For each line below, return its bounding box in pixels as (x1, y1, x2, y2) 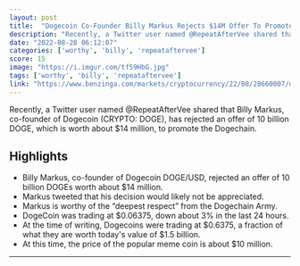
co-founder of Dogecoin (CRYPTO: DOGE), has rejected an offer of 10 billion (9, 113, 290, 124)
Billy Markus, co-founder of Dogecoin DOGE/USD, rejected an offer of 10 (21, 172, 290, 183)
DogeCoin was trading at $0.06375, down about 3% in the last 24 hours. (21, 211, 289, 221)
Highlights (9, 149, 69, 164)
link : (9, 79, 29, 88)
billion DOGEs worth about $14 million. (21, 182, 163, 193)
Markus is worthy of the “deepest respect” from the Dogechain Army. (21, 201, 279, 212)
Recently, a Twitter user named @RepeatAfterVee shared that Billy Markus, (9, 104, 285, 114)
